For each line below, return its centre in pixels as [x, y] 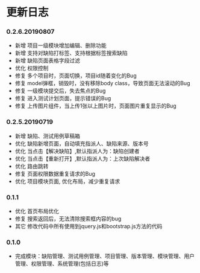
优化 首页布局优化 [37, 211]
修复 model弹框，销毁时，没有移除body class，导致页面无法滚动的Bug [102, 83]
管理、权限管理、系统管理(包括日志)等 [62, 264]
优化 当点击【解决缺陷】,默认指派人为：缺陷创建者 [77, 151]
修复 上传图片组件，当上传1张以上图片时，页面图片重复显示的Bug [95, 106]
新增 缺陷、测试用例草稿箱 [47, 136]
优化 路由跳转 [32, 166]
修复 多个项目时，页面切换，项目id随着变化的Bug [76, 75]
